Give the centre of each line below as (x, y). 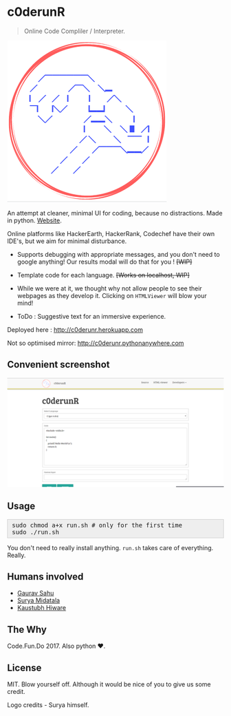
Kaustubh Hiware (42, 608)
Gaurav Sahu (35, 593)
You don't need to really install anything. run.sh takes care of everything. (110, 547)
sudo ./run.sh (36, 532)
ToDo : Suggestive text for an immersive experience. (91, 316)
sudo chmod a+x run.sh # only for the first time (97, 525)
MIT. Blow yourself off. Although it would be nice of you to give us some (109, 684)
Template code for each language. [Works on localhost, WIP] (103, 275)
